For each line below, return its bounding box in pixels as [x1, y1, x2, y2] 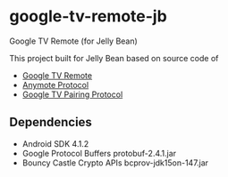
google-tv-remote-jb [9, 6, 167, 27]
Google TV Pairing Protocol [21, 89, 123, 100]
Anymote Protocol [21, 79, 89, 90]
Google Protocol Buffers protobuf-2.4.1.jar [21, 148, 177, 158]
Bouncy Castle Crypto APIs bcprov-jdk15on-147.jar [21, 157, 208, 168]
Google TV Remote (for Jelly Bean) [9, 36, 139, 46]
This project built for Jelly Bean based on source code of [9, 52, 219, 63]
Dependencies [9, 115, 92, 130]
